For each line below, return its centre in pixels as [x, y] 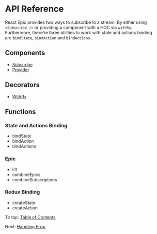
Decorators [23, 85]
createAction [25, 208]
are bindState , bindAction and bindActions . [48, 38]
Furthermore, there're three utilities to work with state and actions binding [78, 32]
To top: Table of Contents [30, 217]
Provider [21, 70]
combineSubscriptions [34, 179]
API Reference [34, 9]
